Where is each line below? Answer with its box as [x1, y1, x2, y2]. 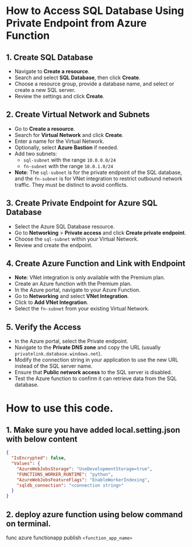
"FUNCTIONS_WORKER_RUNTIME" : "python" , [16, 471, 114, 477]
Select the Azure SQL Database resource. [14, 223, 115, 230]
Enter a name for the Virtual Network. [14, 138, 104, 145]
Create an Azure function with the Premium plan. [14, 280, 132, 288]
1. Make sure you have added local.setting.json [6, 425, 180, 435]
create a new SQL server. [14, 87, 76, 93]
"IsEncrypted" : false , [11, 455, 67, 461]
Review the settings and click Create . [14, 93, 105, 100]
